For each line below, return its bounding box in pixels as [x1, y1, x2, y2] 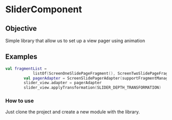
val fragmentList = [5, 66, 47, 71]
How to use [5, 97, 34, 105]
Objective [5, 24, 37, 33]
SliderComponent [5, 4, 82, 15]
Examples [5, 52, 37, 61]
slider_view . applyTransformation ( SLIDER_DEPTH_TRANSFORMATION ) [24, 85, 161, 90]
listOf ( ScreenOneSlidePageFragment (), [32, 71, 116, 76]
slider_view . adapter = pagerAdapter [24, 81, 102, 86]
